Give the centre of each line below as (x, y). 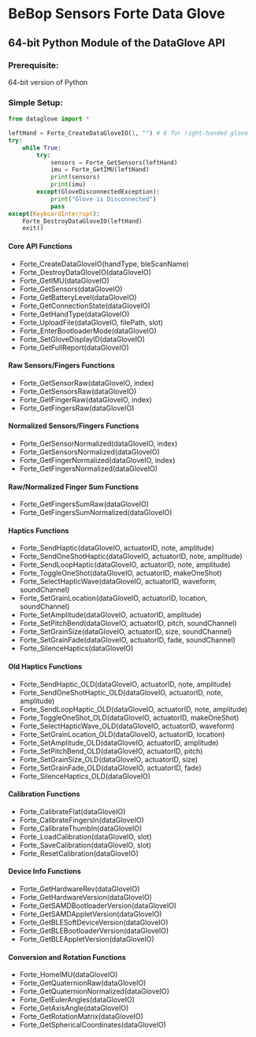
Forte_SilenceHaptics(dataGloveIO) (76, 648)
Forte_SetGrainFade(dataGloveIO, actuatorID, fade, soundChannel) (128, 640)
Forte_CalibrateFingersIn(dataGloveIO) (82, 820)
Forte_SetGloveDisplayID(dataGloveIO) (82, 339)
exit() (33, 228)
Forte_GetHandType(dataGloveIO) (74, 314)
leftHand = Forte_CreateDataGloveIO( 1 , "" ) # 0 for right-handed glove (128, 133)
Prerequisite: (33, 65)
